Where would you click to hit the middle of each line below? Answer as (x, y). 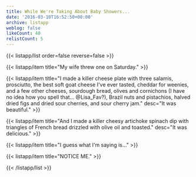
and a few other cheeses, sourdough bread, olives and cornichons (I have (96, 91)
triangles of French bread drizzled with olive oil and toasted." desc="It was (97, 127)
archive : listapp (27, 22)
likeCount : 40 (24, 34)
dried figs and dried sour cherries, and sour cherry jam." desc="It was (91, 103)
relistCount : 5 (25, 39)
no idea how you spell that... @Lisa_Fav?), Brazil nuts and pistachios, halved (98, 97)
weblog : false (24, 28)
